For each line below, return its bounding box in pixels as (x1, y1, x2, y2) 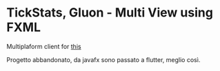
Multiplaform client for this (6, 42, 81, 50)
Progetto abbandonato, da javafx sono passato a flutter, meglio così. (6, 55, 201, 63)
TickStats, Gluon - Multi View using (6, 5, 213, 21)
